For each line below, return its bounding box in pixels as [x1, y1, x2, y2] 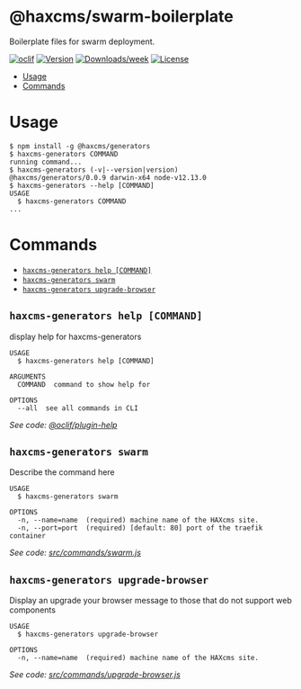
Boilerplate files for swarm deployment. [9, 36, 155, 47]
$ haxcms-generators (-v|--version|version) [9, 165, 179, 174]
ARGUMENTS [9, 371, 47, 381]
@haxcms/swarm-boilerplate [9, 6, 234, 27]
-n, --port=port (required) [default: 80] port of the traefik [17, 523, 263, 532]
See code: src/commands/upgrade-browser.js [9, 669, 181, 680]
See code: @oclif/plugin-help [9, 419, 118, 430]
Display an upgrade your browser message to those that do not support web [9, 595, 292, 606]
